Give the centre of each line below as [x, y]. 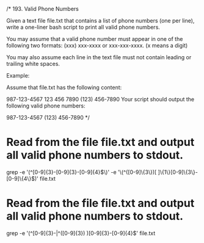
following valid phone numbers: [46, 106]
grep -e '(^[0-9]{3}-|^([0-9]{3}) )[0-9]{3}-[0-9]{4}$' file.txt [81, 233]
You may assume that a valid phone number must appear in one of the [95, 39]
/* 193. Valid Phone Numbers [43, 9]
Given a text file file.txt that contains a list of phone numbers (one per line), [100, 20]
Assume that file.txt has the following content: [64, 87]
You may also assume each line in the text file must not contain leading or [99, 57]
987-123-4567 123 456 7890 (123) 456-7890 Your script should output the [100, 99]
